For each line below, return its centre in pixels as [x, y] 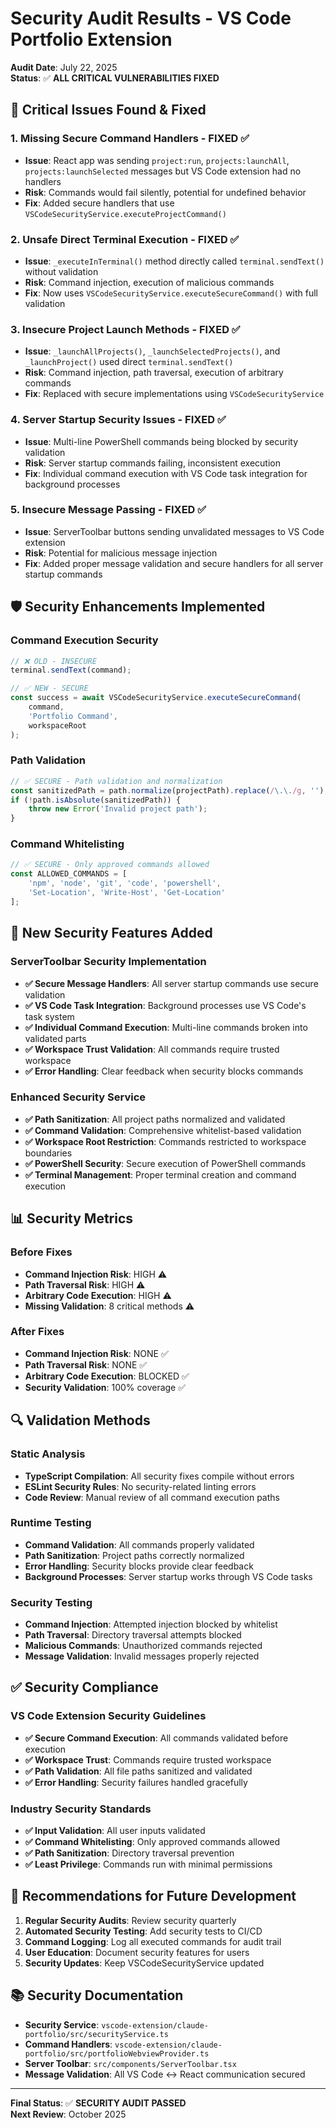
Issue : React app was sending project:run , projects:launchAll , [157, 160]
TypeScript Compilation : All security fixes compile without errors [159, 1476]
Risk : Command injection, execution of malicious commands [149, 282]
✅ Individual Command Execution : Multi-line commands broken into [166, 1027]
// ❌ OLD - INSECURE [53, 661]
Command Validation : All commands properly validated [139, 1544]
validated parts [55, 1038]
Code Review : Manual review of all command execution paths [152, 1497]
